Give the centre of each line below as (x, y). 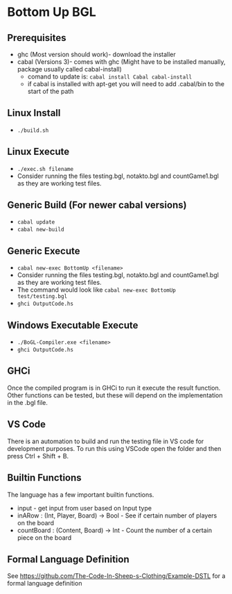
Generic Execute (44, 251)
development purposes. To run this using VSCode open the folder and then (114, 448)
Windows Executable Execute (73, 325)
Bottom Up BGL (52, 12)
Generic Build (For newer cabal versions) (97, 205)
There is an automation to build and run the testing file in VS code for (106, 441)
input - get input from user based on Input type (84, 508)
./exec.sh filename (45, 169)
